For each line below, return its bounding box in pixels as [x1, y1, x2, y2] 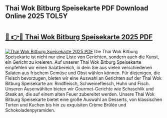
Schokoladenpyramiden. [5, 107, 55, 113]
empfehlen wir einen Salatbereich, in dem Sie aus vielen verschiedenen [5, 65, 152, 70]
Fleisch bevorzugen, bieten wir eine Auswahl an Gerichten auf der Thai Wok [5, 75, 162, 81]
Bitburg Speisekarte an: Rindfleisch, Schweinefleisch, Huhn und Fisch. [5, 80, 150, 86]
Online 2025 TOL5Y [5, 12, 68, 21]
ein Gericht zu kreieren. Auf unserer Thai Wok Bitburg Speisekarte [5, 59, 141, 65]
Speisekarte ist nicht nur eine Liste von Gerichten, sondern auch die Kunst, [5, 54, 159, 60]
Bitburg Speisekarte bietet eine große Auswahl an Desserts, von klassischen [5, 96, 162, 102]
